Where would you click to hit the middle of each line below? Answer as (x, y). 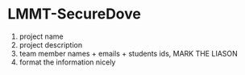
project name (41, 36)
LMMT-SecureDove (75, 14)
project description (50, 44)
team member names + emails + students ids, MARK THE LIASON (129, 53)
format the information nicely (67, 62)
